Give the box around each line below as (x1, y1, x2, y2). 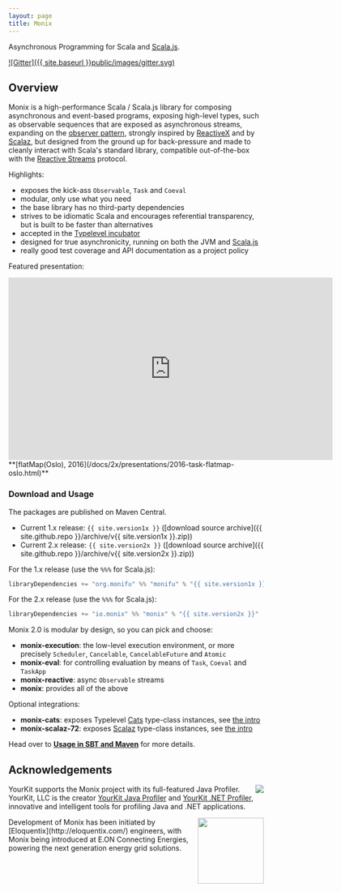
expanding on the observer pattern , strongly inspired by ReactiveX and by (8, 128, 255, 138)
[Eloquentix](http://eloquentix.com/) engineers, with (8, 826, 182, 836)
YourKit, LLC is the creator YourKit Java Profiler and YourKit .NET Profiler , (8, 793, 254, 803)
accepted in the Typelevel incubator (19, 229, 140, 238)
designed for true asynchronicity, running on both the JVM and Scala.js (19, 237, 259, 247)
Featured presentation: (8, 261, 85, 272)
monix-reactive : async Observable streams (19, 675, 164, 685)
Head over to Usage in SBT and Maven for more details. (8, 740, 196, 749)
